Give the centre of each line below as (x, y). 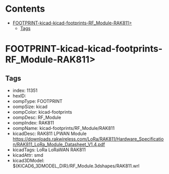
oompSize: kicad (30, 107)
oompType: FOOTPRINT (37, 101)
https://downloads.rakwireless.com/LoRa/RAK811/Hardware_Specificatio (88, 139)
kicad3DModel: (28, 160)
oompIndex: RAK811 (33, 123)
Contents (25, 9)
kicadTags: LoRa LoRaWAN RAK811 (49, 150)
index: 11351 (25, 90)
